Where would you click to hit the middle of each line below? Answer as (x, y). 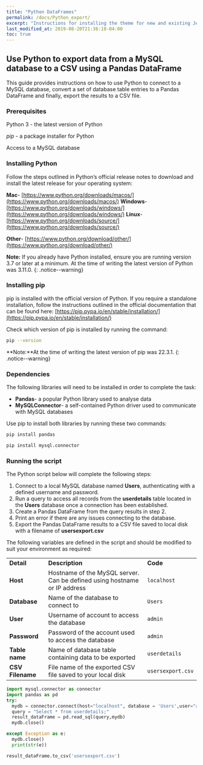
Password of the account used (91, 633)
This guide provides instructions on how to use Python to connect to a (94, 83)
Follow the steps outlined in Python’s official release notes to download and (100, 176)
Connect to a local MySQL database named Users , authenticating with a (105, 486)
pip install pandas (31, 434)
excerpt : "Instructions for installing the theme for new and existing (98, 23)
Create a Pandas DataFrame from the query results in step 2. (91, 512)
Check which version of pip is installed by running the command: (87, 329)
